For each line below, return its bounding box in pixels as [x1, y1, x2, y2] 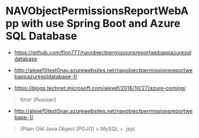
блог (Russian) [20, 96, 57, 103]
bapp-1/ [14, 114, 34, 121]
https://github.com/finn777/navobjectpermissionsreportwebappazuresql [14, 49, 192, 56]
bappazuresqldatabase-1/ [14, 73, 78, 80]
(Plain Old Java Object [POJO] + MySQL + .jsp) [20, 125, 136, 132]
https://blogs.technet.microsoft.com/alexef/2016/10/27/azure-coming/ [14, 84, 187, 91]
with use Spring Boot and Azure [21, 17, 181, 30]
